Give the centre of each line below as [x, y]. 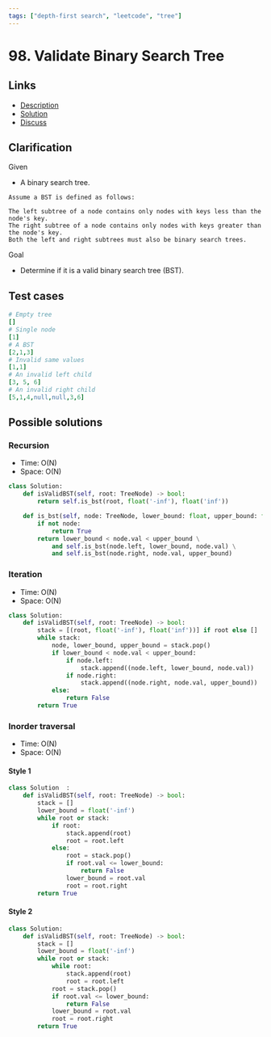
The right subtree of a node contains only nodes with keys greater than [135, 226]
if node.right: [91, 676]
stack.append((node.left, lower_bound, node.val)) [167, 668]
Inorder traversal [42, 726]
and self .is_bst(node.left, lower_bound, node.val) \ [144, 546]
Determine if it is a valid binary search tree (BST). [102, 271]
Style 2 [21, 912]
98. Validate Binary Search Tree [116, 55]
